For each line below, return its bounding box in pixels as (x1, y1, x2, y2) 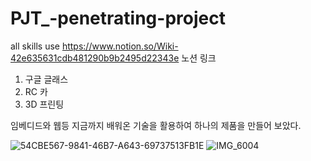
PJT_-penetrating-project (10, 7, 226, 30)
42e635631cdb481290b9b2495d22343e (10, 52, 180, 64)
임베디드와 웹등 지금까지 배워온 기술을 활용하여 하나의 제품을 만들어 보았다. (10, 119, 302, 131)
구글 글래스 (24, 73, 69, 85)
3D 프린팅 (24, 98, 65, 110)
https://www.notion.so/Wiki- (61, 40, 179, 52)
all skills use (10, 40, 60, 52)
